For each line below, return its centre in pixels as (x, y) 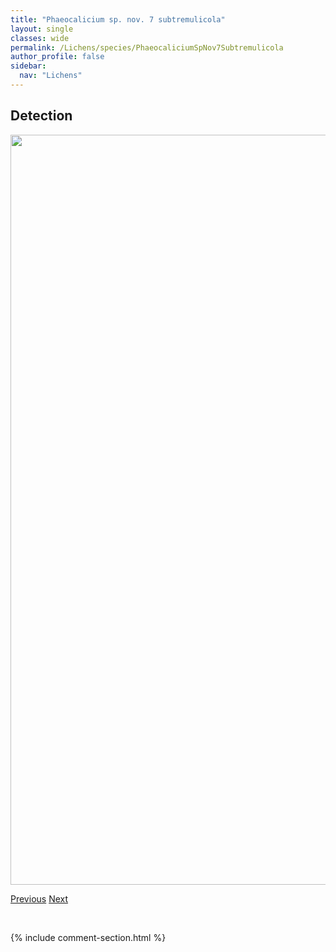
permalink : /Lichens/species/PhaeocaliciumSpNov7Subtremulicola (147, 47)
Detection (41, 116)
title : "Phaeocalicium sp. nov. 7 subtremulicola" (118, 19)
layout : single (42, 29)
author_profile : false (57, 57)
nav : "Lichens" (51, 76)
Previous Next (39, 898)
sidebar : (28, 66)
